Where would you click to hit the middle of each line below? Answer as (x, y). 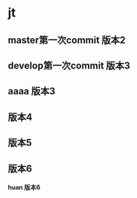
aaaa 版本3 (32, 91)
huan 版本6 (24, 188)
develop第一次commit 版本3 (69, 65)
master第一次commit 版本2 (67, 40)
